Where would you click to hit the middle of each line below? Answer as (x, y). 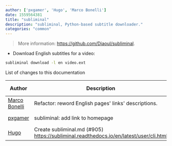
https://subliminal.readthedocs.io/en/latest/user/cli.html (101, 136)
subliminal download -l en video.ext (46, 63)
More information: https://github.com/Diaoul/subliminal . (76, 43)
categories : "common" (28, 29)
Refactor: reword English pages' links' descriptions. (96, 103)
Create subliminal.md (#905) (69, 129)
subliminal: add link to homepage (74, 118)
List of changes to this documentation (45, 72)
